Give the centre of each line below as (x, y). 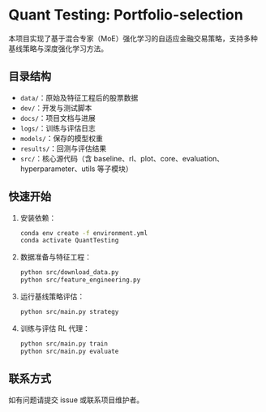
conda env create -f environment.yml (84, 233)
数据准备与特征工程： (56, 257)
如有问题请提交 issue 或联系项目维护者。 (76, 400)
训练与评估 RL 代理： (55, 328)
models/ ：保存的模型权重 (61, 138)
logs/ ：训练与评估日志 (58, 128)
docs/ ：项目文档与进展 (58, 118)
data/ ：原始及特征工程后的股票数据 (79, 97)
